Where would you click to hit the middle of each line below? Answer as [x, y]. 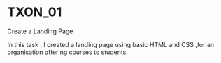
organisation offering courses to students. [67, 52]
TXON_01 [35, 12]
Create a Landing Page [40, 31]
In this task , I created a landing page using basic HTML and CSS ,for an [111, 44]
